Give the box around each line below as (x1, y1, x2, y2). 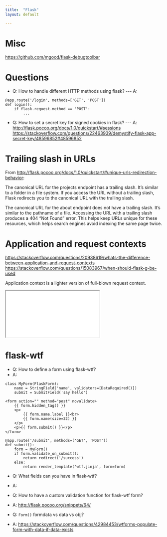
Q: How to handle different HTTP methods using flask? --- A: (12, 88, 138, 94)
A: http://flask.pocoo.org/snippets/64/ (12, 502, 91, 508)
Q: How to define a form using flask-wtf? (12, 366, 96, 372)
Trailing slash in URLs (5, 153, 96, 165)
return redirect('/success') (23, 456, 84, 461)
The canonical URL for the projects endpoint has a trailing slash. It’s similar (5, 184, 159, 190)
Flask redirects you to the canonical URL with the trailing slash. (5, 195, 135, 201)
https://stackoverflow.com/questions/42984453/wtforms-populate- (18, 522, 158, 528)
